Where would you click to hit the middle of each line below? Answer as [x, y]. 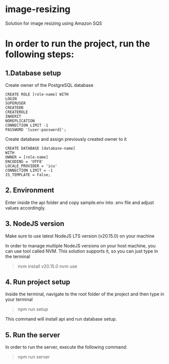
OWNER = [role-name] [27, 157]
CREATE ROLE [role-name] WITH [37, 94]
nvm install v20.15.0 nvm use [47, 266]
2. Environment [30, 190]
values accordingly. [25, 207]
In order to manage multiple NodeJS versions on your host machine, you [80, 245]
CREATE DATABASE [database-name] [40, 148]
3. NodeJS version [35, 224]
